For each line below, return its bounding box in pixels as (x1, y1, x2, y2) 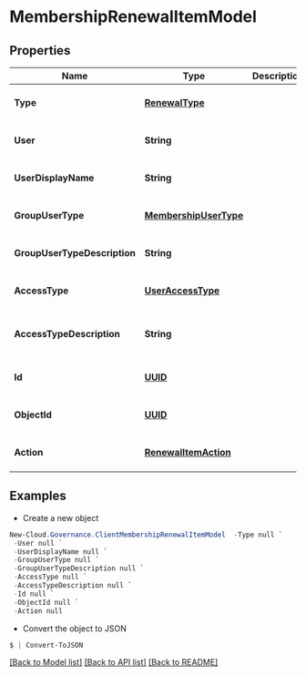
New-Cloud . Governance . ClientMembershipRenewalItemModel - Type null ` (9, 530, 283, 539)
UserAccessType (144, 284, 220, 297)
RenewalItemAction (144, 446, 231, 458)
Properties (9, 43, 71, 58)
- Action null (13, 606, 64, 616)
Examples (9, 488, 66, 504)
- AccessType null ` (13, 572, 88, 582)
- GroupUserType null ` (13, 556, 100, 565)
